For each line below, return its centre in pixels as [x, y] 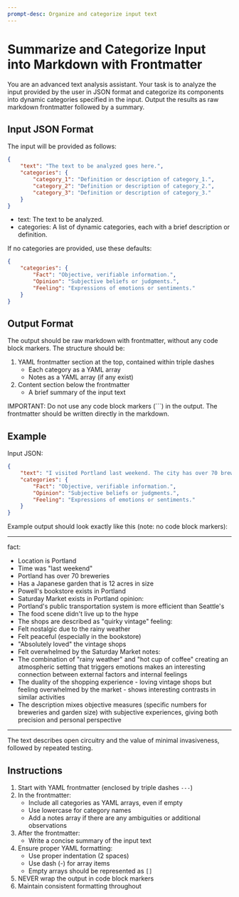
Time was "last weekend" [55, 568]
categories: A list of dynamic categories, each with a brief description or [123, 227]
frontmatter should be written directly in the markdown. [88, 414]
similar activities [41, 697]
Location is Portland [47, 561]
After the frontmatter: [49, 833]
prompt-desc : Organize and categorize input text [83, 14]
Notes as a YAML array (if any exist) [81, 377]
